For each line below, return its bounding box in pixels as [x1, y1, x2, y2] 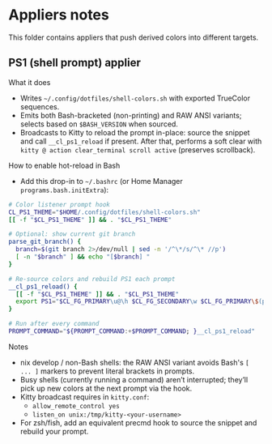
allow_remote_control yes [32, 402, 120, 410]
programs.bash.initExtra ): [19, 185, 109, 194]
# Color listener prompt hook [8, 200, 111, 208]
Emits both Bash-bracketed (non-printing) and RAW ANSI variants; [19, 110, 242, 120]
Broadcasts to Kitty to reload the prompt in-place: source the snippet [19, 127, 250, 137]
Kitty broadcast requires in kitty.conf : [19, 391, 150, 402]
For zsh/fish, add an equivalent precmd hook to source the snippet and [19, 417, 257, 427]
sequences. [19, 101, 60, 111]
